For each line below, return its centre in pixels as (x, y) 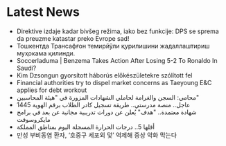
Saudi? (26, 68)
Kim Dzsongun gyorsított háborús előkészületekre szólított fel (104, 75)
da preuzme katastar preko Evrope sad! (73, 38)
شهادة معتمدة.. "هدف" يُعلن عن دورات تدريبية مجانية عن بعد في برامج (106, 112)
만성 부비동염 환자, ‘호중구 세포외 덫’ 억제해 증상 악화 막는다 (97, 135)
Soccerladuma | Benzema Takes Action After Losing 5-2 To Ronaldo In (117, 60)
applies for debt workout (52, 90)
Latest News (43, 12)
